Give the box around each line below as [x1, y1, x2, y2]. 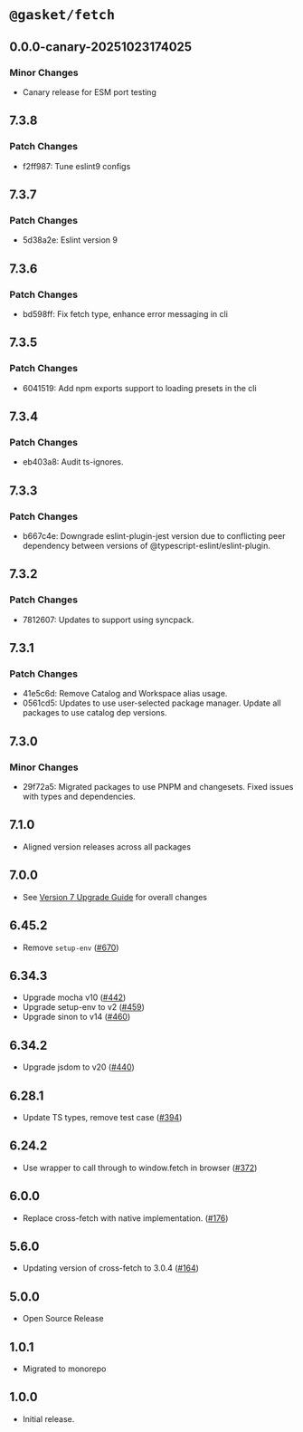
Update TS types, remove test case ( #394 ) [22, 1111, 183, 1122]
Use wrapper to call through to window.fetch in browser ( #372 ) [22, 1162, 258, 1173]
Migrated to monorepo [22, 1363, 107, 1374]
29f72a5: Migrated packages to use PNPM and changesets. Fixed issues [22, 782, 294, 793]
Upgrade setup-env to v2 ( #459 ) [22, 1002, 145, 1013]
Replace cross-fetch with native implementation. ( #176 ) [22, 1212, 229, 1224]
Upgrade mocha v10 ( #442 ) [22, 992, 127, 1003]
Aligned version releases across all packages [22, 841, 192, 852]
